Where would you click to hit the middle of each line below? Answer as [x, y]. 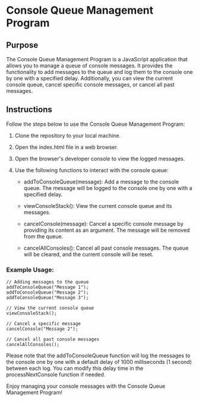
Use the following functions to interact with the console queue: [91, 170]
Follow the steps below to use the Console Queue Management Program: [96, 124]
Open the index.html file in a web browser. [67, 147]
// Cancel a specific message [44, 324]
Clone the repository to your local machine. [67, 135]
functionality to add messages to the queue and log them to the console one [99, 72]
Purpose [22, 45]
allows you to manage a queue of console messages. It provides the [89, 66]
